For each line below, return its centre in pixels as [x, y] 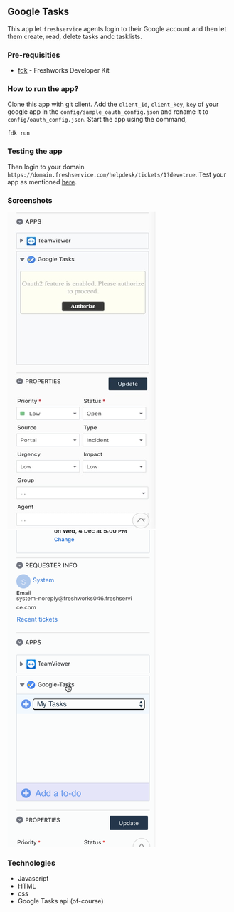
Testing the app [35, 151]
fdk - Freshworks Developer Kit [64, 70]
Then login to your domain [46, 167]
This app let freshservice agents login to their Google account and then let [117, 28]
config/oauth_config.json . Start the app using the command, [97, 120]
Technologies [31, 863]
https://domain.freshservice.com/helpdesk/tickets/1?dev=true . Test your [117, 174]
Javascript [33, 879]
